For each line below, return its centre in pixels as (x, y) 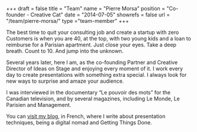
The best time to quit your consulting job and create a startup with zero (93, 32)
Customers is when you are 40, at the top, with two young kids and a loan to (99, 38)
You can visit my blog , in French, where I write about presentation (86, 116)
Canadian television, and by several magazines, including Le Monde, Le (93, 99)
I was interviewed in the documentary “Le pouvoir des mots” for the (88, 92)
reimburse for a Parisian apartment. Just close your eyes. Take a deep (91, 45)
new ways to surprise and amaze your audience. (65, 81)
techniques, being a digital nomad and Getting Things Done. (79, 122)
